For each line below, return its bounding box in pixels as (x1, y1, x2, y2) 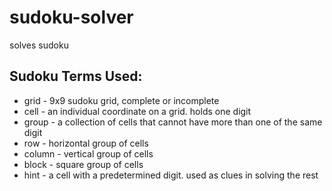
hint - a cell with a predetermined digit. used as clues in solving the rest (23, 169, 319, 181)
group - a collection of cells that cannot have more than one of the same (23, 116, 323, 128)
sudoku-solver (9, 6, 134, 29)
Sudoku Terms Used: (9, 68, 143, 85)
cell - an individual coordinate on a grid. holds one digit (23, 105, 252, 117)
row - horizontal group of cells (23, 137, 149, 149)
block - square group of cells (23, 158, 144, 170)
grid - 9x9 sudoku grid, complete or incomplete (23, 94, 220, 106)
